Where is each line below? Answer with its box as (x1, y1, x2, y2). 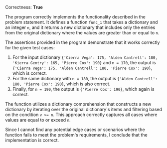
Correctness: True (5, 4, 43, 10)
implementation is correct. (5, 137, 59, 143)
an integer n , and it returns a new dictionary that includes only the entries (5, 24, 156, 30)
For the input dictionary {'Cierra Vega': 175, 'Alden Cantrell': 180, (12, 54, 158, 60)
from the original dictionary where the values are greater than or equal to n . (5, 30, 160, 35)
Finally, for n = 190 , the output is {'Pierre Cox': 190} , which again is (12, 86, 155, 92)
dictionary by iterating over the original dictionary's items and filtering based (5, 107, 163, 112)
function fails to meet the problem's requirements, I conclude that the (5, 132, 148, 138)
